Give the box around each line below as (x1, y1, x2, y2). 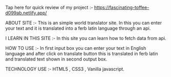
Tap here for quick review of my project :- (5, 5, 93, 10)
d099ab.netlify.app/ (5, 10, 47, 16)
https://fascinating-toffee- (94, 5, 149, 10)
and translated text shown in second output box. (5, 56, 108, 62)
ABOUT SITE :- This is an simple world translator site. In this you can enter (5, 20, 162, 26)
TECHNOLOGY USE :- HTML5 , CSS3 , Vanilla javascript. (5, 66, 124, 72)
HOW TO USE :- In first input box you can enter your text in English (5, 45, 146, 51)
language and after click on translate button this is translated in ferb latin (5, 51, 158, 56)
